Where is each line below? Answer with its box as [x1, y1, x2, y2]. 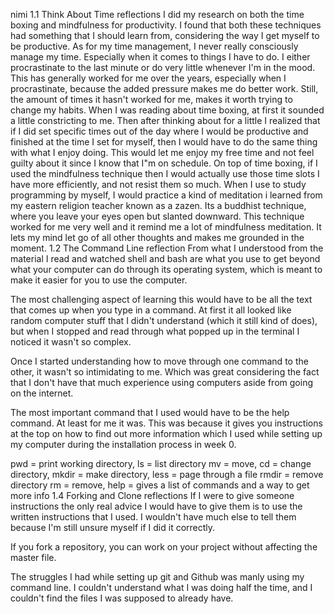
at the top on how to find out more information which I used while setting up [10, 428, 323, 439]
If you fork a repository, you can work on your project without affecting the [10, 541, 318, 553]
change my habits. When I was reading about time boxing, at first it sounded [10, 104, 325, 116]
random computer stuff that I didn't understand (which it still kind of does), [10, 315, 318, 326]
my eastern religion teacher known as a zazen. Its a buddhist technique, [10, 200, 307, 211]
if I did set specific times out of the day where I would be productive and [10, 125, 309, 137]
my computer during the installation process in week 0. [10, 439, 237, 450]
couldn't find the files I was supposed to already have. [10, 592, 234, 604]
